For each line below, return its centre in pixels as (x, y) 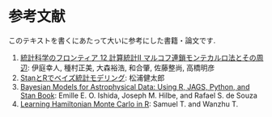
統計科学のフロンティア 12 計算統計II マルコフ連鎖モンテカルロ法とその (138, 57)
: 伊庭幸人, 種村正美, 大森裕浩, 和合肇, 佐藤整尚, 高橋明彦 (121, 67)
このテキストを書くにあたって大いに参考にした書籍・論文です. (112, 40)
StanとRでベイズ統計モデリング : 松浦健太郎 (92, 77)
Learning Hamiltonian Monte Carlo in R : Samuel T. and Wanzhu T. (129, 104)
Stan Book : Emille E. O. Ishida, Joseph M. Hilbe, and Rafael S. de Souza (138, 95)
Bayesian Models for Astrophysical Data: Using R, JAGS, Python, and (135, 86)
